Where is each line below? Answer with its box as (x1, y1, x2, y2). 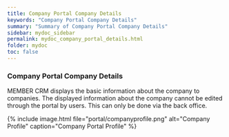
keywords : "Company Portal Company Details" (7, 17, 137, 23)
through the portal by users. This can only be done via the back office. (7, 101, 208, 110)
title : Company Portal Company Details (7, 10, 122, 17)
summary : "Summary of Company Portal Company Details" (7, 23, 168, 30)
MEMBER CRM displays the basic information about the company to (7, 87, 200, 95)
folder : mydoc (7, 42, 48, 49)
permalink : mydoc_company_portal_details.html (7, 36, 143, 43)
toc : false (7, 49, 39, 56)
